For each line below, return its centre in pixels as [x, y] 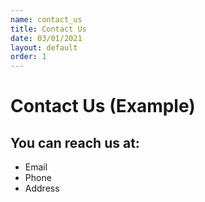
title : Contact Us [48, 29]
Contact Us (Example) [103, 106]
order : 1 [28, 57]
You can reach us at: [75, 142]
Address [42, 188]
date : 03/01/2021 [46, 38]
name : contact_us [46, 19]
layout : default [44, 47]
